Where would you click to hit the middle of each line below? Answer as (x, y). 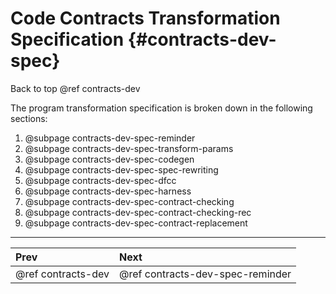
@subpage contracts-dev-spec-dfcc (100, 180)
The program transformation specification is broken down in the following (161, 108)
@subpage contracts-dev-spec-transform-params (129, 148)
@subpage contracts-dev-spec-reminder (110, 138)
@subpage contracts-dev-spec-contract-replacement (136, 223)
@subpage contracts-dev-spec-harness (108, 191)
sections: (29, 118)
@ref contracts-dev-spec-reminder (205, 274)
